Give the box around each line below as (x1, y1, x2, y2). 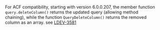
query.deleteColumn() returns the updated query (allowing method (5, 9, 139, 15)
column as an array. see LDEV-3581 (5, 19, 76, 25)
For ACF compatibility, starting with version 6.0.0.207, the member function (5, 4, 155, 10)
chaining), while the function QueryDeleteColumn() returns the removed (5, 15, 147, 20)
